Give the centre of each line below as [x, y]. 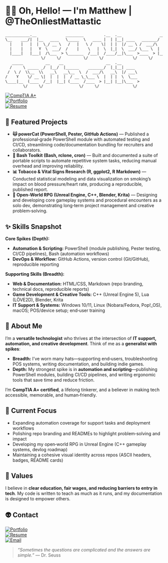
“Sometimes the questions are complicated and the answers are [84, 550]
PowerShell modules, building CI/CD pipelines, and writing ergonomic [84, 374]
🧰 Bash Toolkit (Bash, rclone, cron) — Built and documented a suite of [85, 155]
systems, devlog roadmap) [40, 449]
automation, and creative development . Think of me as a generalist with [81, 343]
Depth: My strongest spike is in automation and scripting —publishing [85, 369]
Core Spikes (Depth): [27, 239]
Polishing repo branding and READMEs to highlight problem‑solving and [86, 433]
